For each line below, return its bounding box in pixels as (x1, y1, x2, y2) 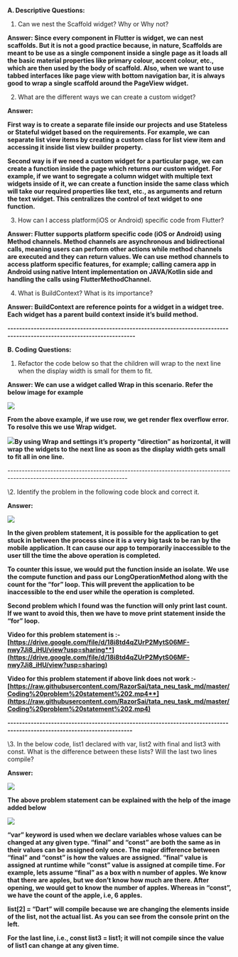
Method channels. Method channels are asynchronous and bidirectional (7, 238, 225, 245)
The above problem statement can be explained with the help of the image (7, 796, 231, 804)
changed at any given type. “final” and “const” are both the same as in (7, 838, 221, 846)
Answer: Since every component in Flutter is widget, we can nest (7, 33, 204, 42)
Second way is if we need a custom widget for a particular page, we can (7, 157, 224, 165)
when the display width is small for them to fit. (17, 366, 153, 375)
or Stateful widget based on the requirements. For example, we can (7, 128, 210, 136)
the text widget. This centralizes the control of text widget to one (7, 195, 202, 203)
